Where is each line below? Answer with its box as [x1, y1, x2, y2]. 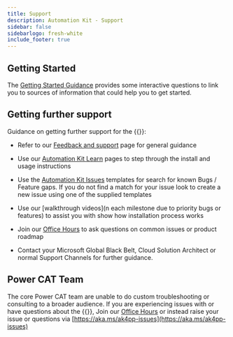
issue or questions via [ [7, 315, 75, 323]
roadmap [17, 232, 44, 240]
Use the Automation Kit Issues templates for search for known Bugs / [17, 175, 217, 184]
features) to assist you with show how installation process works [17, 211, 204, 219]
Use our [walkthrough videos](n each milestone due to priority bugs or [17, 204, 222, 212]
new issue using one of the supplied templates [17, 190, 152, 198]
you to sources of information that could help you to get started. [7, 88, 192, 97]
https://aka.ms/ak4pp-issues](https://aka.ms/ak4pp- [73, 315, 226, 323]
